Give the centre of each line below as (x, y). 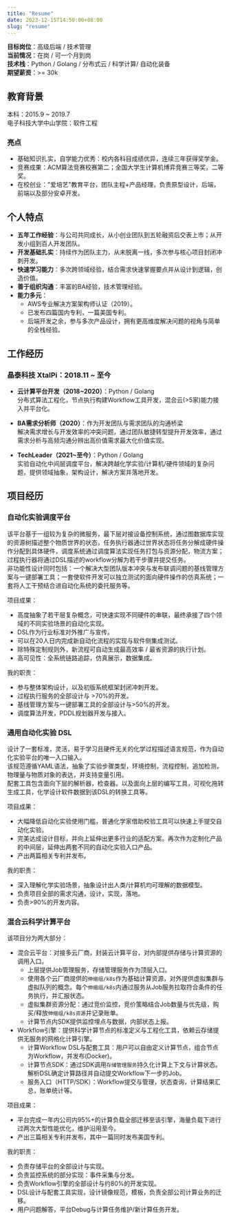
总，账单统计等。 (52, 1090)
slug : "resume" (29, 26)
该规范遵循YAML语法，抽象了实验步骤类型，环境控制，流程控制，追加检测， (115, 766)
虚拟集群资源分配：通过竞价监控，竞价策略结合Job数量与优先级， (120, 1004)
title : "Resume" (30, 13)
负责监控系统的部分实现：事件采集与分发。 (77, 1175)
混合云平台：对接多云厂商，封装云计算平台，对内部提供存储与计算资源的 (119, 953)
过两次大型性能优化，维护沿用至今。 (68, 1128)
